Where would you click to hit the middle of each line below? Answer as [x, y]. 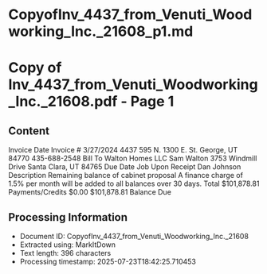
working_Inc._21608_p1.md [101, 31]
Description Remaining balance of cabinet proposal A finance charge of [126, 176]
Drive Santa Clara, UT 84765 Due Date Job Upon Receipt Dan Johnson [125, 167]
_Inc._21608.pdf [63, 102]
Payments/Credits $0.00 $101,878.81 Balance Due [90, 192]
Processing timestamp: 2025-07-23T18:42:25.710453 [108, 261]
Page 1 [152, 102]
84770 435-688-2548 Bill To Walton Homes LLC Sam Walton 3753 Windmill [133, 158]
